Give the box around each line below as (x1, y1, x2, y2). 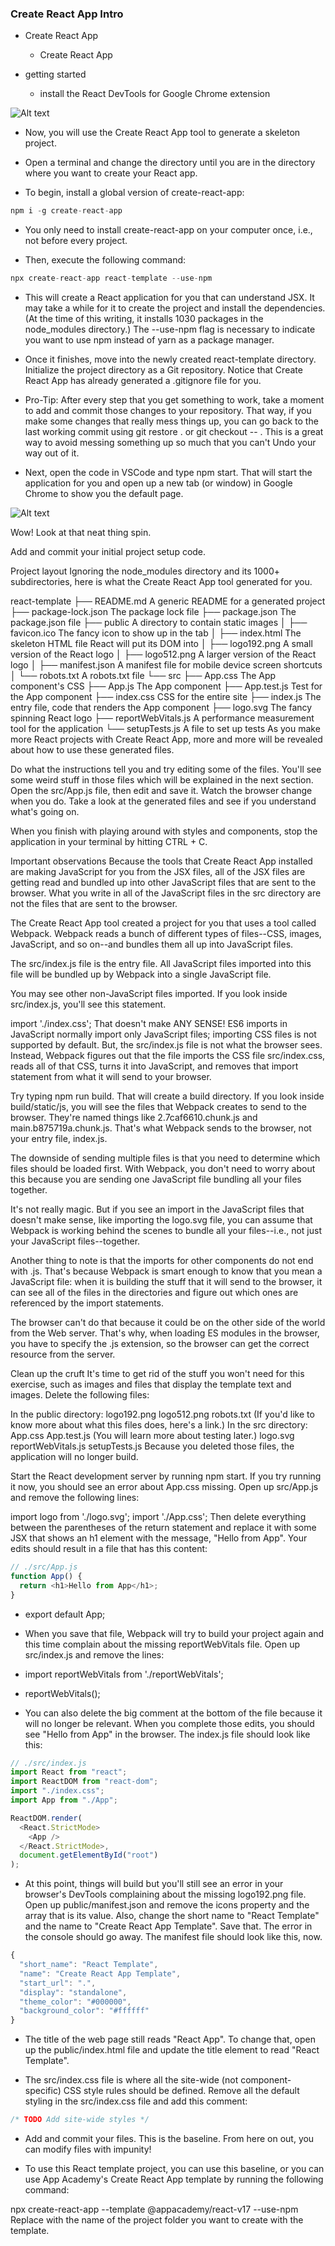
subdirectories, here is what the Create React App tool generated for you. (10, 576, 313, 588)
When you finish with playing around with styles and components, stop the (10, 825, 318, 837)
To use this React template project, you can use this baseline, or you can (24, 2163, 325, 2175)
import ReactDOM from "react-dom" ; (10, 1777, 159, 1787)
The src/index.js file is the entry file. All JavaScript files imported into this (10, 958, 312, 970)
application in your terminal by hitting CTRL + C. (10, 836, 208, 848)
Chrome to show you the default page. (24, 488, 184, 500)
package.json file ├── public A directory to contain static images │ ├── (10, 617, 308, 629)
